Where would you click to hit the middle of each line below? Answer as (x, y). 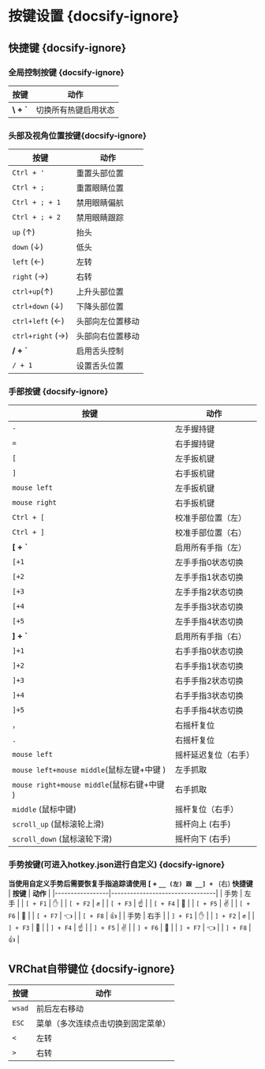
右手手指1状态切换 (209, 666)
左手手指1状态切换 (209, 578)
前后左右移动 (60, 1008)
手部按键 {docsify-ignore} (58, 392)
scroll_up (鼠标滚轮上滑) (58, 824)
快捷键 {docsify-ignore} (67, 48)
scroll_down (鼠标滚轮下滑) (62, 839)
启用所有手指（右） (211, 637)
